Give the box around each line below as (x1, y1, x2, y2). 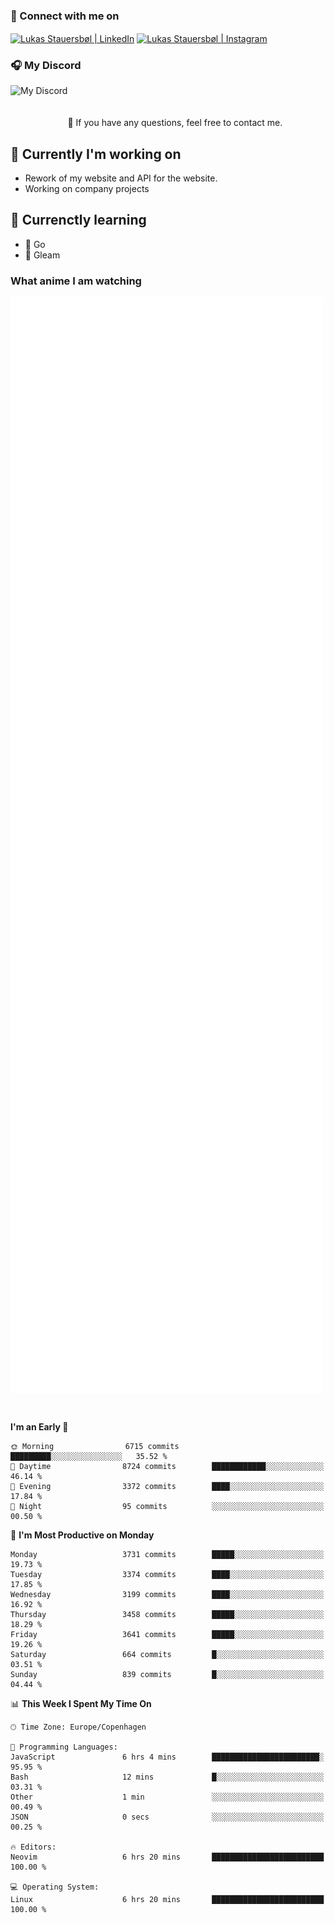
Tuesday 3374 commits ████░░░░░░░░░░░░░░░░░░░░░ (10, 1569, 325, 1579)
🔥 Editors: (10, 1842, 57, 1852)
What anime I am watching (10, 274, 142, 288)
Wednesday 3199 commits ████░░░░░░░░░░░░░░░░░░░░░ (10, 1589, 325, 1599)
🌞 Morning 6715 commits (10, 1441, 180, 1451)
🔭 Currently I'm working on (10, 145, 182, 163)
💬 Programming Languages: (10, 1742, 118, 1752)
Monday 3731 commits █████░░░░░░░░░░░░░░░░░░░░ (10, 1549, 325, 1559)
